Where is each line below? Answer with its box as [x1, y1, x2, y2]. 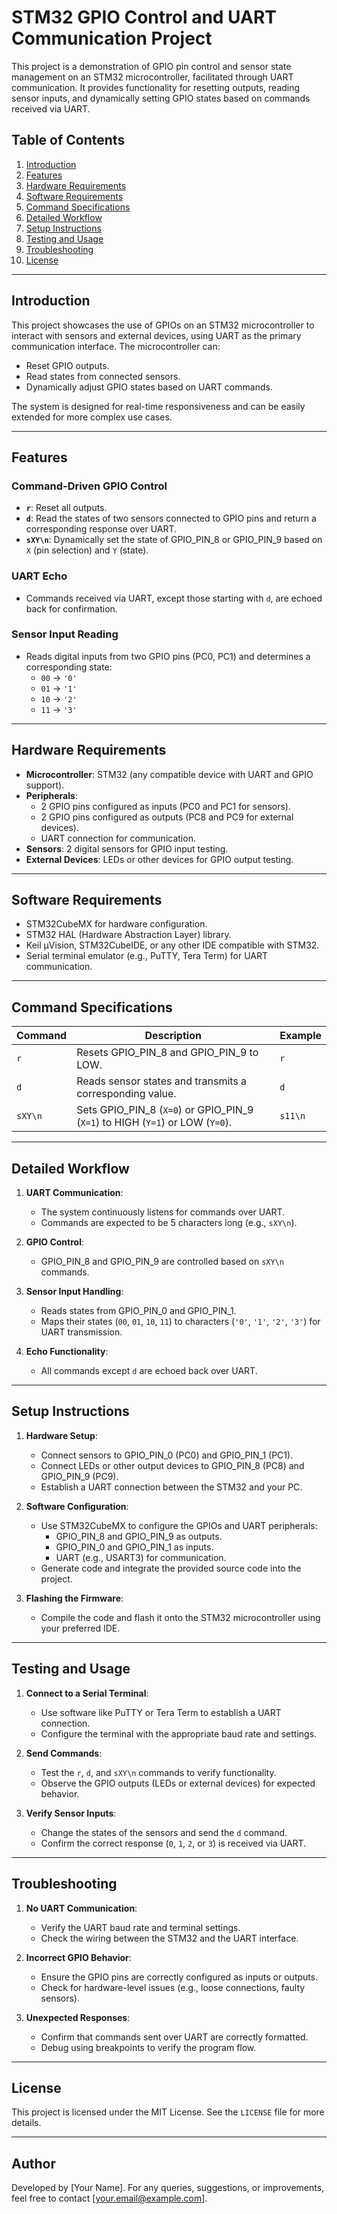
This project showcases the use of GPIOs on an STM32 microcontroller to [11, 319, 315, 331]
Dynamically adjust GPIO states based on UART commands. [25, 381, 273, 393]
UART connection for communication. [40, 832, 196, 844]
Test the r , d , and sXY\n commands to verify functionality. [40, 1766, 277, 1778]
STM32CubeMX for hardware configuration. [25, 918, 208, 930]
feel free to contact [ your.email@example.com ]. [11, 2192, 208, 2205]
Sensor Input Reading [11, 627, 119, 641]
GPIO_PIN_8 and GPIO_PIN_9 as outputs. [55, 1530, 223, 1542]
